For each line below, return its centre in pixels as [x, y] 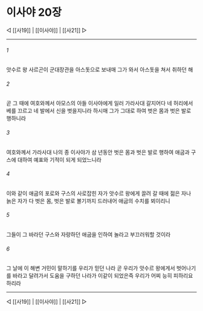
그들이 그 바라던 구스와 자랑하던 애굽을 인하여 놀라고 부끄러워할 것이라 [89, 234]
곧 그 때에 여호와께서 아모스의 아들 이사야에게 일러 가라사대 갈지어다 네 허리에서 [100, 103]
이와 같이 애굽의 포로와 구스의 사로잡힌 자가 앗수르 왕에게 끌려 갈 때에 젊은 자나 [99, 193]
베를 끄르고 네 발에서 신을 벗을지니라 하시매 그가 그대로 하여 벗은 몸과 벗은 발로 [99, 111]
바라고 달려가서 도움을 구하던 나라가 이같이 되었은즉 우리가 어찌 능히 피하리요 [103, 276]
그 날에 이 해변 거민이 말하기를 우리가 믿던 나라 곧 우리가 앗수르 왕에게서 [91, 268]
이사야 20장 [34, 12]
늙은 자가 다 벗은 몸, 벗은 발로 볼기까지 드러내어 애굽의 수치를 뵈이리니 [88, 200]
